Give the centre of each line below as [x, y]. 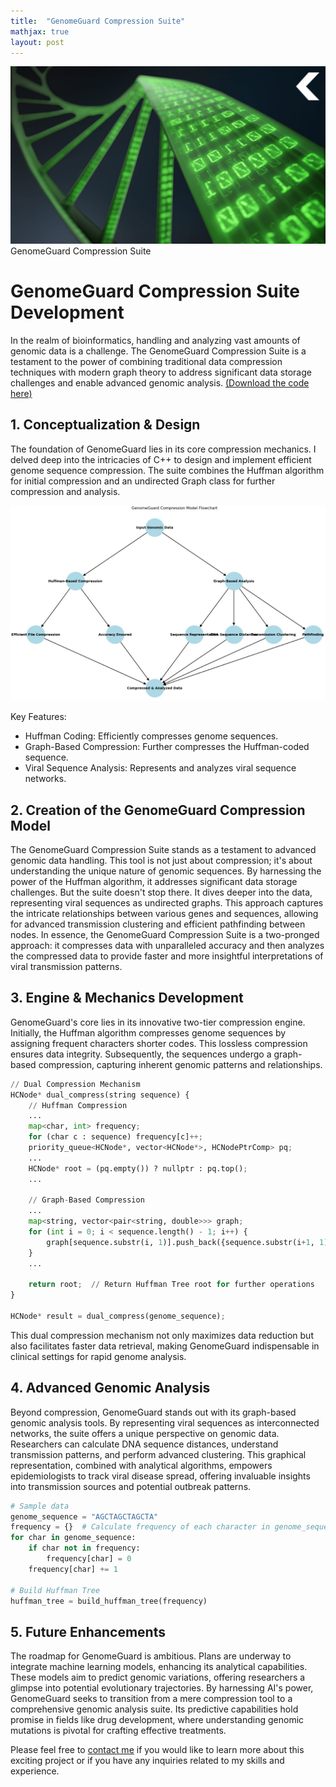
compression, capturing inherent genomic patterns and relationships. [180, 1064]
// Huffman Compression [78, 1105]
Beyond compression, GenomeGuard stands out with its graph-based [153, 1412]
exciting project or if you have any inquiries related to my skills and [147, 1761]
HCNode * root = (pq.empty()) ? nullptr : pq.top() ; [138, 1168]
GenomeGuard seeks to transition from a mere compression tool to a [151, 1699]
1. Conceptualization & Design [105, 425]
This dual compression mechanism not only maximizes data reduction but [162, 1335]
